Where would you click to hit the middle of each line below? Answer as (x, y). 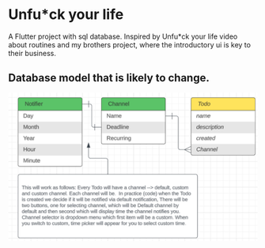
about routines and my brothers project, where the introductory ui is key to (130, 44)
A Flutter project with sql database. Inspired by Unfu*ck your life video (123, 36)
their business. (32, 53)
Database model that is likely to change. (109, 78)
